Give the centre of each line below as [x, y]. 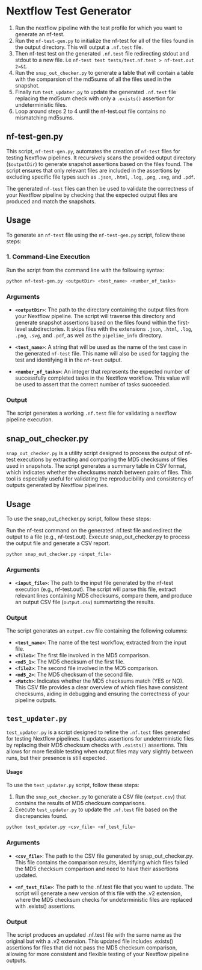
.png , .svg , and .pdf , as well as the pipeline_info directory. [89, 336]
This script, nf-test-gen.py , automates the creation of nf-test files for [93, 151]
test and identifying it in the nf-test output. [68, 360]
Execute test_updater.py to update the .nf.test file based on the [96, 809]
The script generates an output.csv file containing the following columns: [97, 631]
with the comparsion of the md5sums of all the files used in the [93, 79]
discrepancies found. [41, 816]
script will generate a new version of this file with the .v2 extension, [98, 893]
